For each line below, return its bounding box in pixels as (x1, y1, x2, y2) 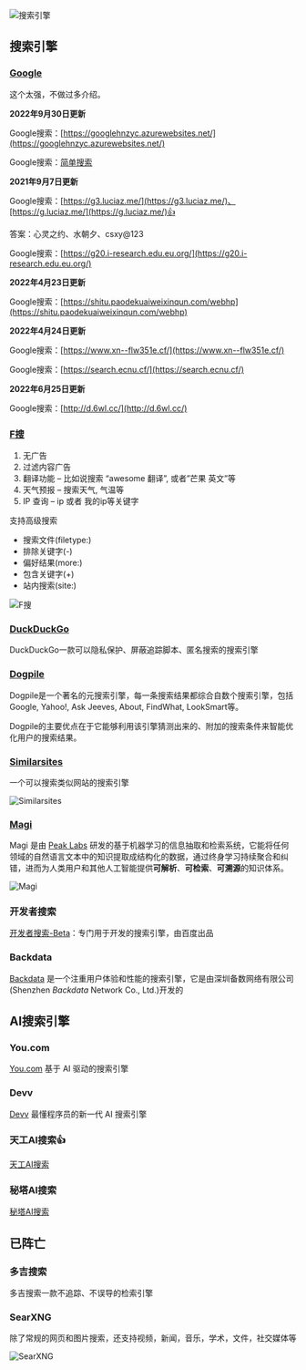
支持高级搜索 (9, 515, 57, 526)
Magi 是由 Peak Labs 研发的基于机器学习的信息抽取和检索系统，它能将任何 (9, 840, 290, 851)
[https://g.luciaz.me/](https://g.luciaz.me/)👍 (9, 206, 176, 217)
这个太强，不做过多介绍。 (9, 88, 106, 99)
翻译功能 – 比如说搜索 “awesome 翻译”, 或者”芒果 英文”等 (22, 472, 237, 483)
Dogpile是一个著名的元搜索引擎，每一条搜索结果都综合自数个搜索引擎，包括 (9, 689, 294, 701)
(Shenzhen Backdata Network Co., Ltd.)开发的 (9, 984, 184, 995)
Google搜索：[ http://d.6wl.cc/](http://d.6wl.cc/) (9, 402, 188, 414)
